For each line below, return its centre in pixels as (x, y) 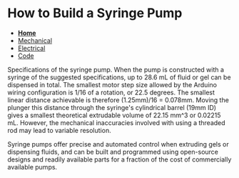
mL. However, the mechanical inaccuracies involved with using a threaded (117, 122)
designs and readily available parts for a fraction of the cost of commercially (119, 159)
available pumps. (32, 167)
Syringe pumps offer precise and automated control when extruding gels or (118, 144)
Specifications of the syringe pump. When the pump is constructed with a (116, 69)
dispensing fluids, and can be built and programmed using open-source (113, 152)
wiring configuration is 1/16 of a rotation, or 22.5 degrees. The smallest (111, 92)
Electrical (31, 48)
